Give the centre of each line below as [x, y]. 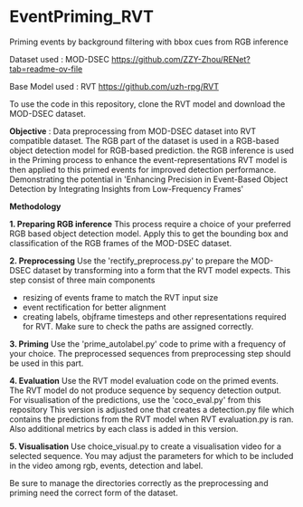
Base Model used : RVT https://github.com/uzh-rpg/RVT [114, 86]
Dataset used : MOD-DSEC [60, 59]
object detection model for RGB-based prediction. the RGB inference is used [151, 150]
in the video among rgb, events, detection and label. [106, 465]
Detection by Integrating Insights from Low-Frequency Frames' [127, 188]
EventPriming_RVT [81, 17]
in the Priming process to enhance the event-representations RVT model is [148, 159]
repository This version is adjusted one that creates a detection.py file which [152, 409]
